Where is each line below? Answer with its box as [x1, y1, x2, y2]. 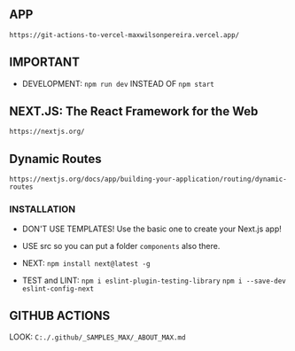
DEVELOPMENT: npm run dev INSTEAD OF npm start [21, 78, 215, 89]
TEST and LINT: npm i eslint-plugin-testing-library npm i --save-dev [21, 275, 286, 285]
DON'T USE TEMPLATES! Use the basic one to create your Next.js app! [21, 223, 282, 234]
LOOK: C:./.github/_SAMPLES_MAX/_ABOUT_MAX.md [9, 331, 186, 342]
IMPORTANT [9, 55, 80, 70]
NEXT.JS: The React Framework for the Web [9, 104, 259, 119]
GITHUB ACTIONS [9, 308, 111, 323]
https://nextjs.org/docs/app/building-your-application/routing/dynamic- [9, 175, 288, 184]
